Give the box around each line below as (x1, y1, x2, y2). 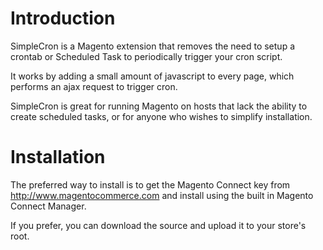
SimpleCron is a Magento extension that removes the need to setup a (10, 40, 295, 52)
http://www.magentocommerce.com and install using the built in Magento (10, 189, 314, 201)
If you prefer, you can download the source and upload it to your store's (10, 219, 307, 231)
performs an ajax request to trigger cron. (10, 80, 178, 92)
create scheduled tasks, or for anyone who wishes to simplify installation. (10, 110, 313, 122)
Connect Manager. (10, 200, 87, 212)
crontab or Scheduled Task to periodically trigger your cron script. (10, 50, 283, 62)
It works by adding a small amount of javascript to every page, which (10, 70, 295, 82)
